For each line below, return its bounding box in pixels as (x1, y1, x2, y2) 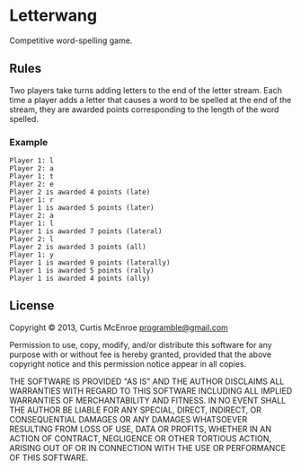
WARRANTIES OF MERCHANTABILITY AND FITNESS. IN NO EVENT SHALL (9, 395, 287, 405)
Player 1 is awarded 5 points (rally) (9, 266, 155, 275)
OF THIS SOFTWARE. (9, 452, 89, 463)
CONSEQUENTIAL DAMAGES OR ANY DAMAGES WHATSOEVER (9, 413, 248, 424)
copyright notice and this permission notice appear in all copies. (9, 358, 247, 369)
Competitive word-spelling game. (9, 35, 133, 46)
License (9, 298, 55, 314)
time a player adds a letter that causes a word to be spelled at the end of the (9, 94, 292, 105)
